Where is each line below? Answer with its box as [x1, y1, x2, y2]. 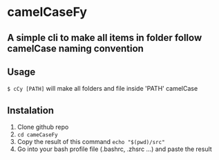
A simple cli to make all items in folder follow [7, 32, 202, 44]
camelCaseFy [7, 4, 88, 20]
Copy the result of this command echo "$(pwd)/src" [17, 138, 165, 146]
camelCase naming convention [7, 42, 144, 54]
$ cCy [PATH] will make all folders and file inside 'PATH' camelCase [7, 85, 198, 93]
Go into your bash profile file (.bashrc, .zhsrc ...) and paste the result [17, 145, 212, 153]
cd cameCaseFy [17, 132, 58, 139]
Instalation [7, 105, 54, 116]
